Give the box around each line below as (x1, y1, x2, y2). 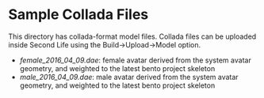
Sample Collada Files (8, 6, 149, 24)
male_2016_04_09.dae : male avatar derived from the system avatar (19, 72, 239, 81)
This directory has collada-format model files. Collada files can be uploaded (8, 32, 257, 41)
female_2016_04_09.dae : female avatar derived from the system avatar (19, 55, 251, 65)
